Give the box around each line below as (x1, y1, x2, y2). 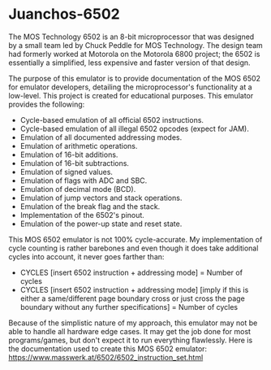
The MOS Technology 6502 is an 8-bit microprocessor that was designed (8, 32, 255, 41)
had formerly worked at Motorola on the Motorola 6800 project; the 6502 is (8, 49, 260, 59)
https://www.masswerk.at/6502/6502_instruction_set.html (8, 352, 204, 362)
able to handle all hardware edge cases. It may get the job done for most (8, 326, 252, 336)
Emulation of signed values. (19, 167, 114, 176)
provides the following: (8, 99, 85, 109)
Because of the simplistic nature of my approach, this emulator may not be (8, 318, 258, 328)
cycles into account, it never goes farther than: (8, 251, 165, 261)
